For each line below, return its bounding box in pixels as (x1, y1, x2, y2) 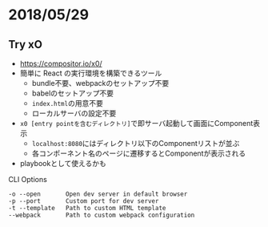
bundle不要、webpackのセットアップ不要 (31, 79, 170, 87)
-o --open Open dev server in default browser (8, 190, 188, 198)
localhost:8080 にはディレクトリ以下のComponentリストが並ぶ (31, 139, 240, 148)
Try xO (8, 38, 42, 51)
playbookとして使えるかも (19, 159, 106, 168)
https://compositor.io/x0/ (19, 59, 102, 68)
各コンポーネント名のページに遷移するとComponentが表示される (31, 148, 246, 158)
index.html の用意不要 (31, 99, 104, 107)
